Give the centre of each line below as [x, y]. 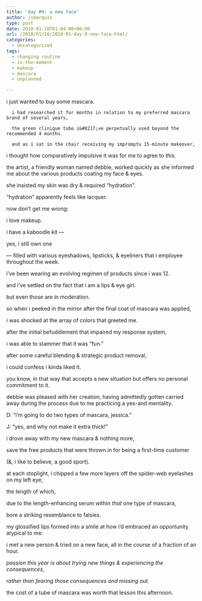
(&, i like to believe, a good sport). [48, 462]
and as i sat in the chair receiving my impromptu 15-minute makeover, [104, 145]
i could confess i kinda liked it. [44, 367]
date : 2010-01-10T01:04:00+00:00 [48, 29]
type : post [20, 23]
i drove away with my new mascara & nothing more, [70, 439]
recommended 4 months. [35, 134]
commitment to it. [28, 385]
